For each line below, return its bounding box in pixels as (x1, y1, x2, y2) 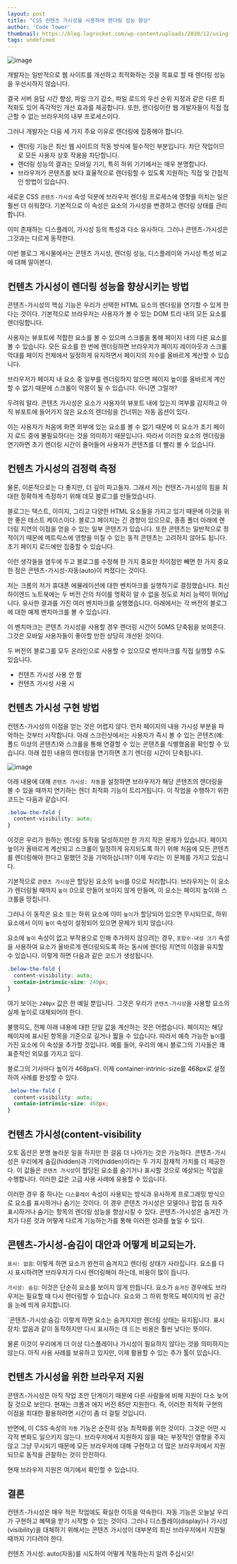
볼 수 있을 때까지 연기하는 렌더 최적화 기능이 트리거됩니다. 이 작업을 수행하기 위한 (7, 786, 229, 794)
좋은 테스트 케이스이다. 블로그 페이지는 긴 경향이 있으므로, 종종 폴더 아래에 (14, 515, 218, 524)
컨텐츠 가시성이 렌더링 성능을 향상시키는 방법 (7, 281, 189, 293)
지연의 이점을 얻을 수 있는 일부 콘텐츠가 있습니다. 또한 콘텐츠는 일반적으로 (20, 524, 222, 533)
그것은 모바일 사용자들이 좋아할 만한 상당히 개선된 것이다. (7, 631, 164, 640)
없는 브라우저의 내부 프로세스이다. (28, 112, 121, 121)
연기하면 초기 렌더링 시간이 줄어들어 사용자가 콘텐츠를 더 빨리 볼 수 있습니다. (7, 440, 217, 449)
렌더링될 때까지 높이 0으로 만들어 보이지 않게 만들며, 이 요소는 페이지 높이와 (14, 886, 220, 895)
